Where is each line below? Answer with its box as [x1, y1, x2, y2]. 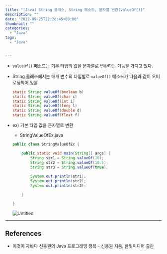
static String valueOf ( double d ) [12, 108, 82, 113]
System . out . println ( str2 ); [30, 179, 86, 184]
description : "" [5, 12, 39, 17]
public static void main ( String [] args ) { [21, 150, 111, 156]
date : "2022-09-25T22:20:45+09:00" [5, 16, 79, 21]
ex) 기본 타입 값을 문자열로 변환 [12, 123, 74, 128]
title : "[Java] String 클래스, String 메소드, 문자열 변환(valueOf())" [5, 7, 145, 12]
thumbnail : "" [5, 21, 35, 26]
